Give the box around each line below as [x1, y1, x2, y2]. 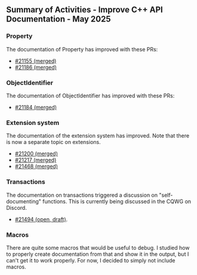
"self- [159, 191, 173, 198]
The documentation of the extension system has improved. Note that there [6, 132, 190, 139]
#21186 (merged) [14, 63, 57, 71]
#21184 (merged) [14, 103, 57, 111]
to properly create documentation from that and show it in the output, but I [6, 250, 189, 258]
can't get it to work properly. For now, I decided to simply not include [6, 256, 176, 264]
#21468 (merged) [14, 163, 59, 170]
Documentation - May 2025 [6, 14, 112, 25]
